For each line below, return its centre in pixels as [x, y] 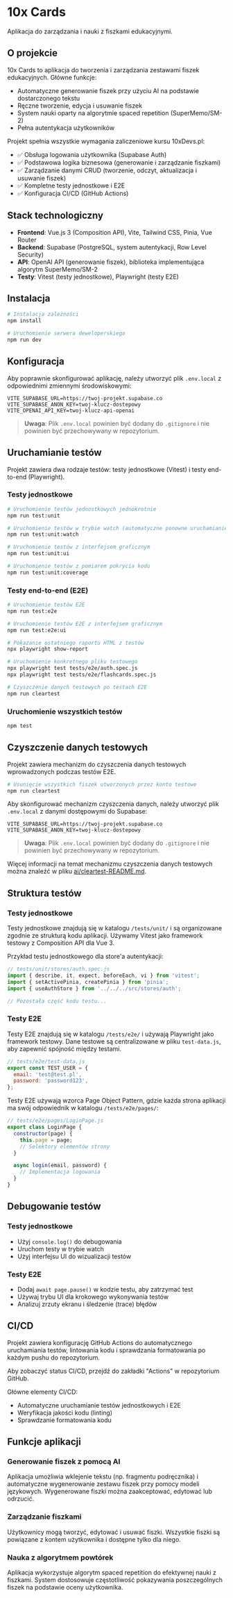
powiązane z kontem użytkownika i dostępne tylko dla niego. [94, 1539]
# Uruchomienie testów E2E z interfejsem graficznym [85, 624]
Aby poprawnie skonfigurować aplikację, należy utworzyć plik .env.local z [114, 378]
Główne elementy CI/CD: [43, 1392]
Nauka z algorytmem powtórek [60, 1557]
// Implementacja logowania [60, 1172]
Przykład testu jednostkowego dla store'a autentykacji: [85, 957]
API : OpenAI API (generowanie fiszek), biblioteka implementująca [111, 262]
